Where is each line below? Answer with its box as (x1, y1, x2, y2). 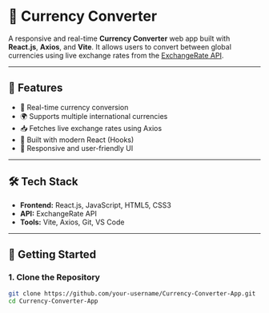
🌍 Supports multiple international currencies (19, 111, 168, 121)
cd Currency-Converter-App (8, 297, 98, 306)
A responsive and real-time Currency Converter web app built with (8, 34, 231, 43)
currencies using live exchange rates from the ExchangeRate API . (8, 50, 224, 60)
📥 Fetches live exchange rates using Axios (19, 123, 163, 133)
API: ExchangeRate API (19, 208, 98, 218)
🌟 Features (8, 81, 63, 95)
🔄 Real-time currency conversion (19, 102, 129, 112)
